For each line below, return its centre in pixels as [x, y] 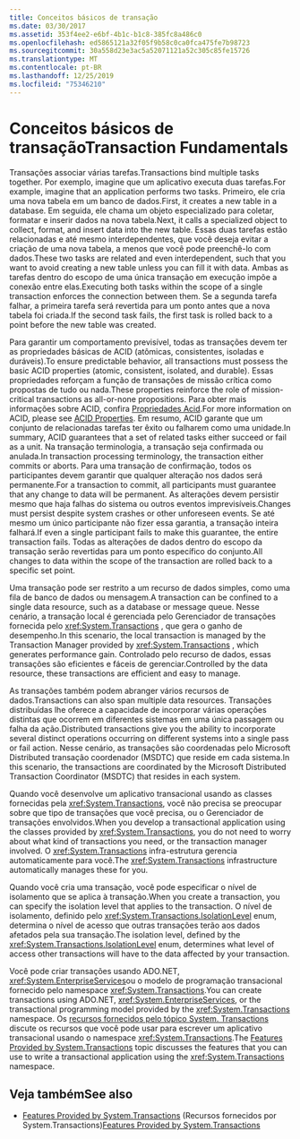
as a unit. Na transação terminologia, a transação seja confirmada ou [137, 446]
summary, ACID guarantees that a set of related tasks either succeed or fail [148, 437]
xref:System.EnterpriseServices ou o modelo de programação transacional [146, 981]
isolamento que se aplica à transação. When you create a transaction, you [145, 896]
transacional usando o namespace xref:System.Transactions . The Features [146, 1037]
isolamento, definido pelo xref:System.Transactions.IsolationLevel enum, [143, 915]
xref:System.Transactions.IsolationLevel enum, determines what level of [142, 944]
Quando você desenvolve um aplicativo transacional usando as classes [141, 793]
